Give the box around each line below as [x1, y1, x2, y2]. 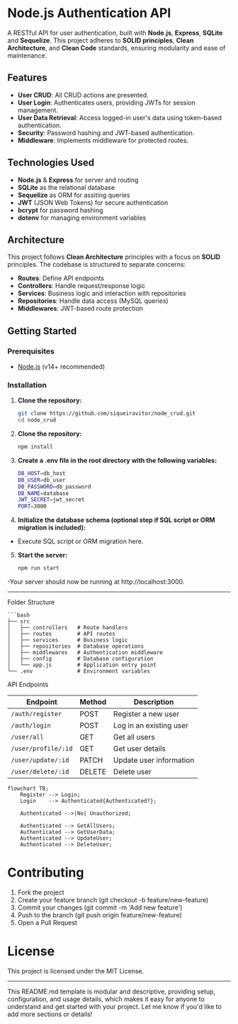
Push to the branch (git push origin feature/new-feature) [17, 911, 182, 919]
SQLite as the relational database [17, 183, 115, 191]
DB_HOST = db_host [17, 469, 66, 477]
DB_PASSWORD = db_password [17, 483, 91, 490]
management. [17, 105, 59, 114]
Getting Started [7, 325, 77, 337]
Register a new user [113, 709, 180, 719]
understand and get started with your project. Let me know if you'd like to [7, 1002, 222, 1010]
